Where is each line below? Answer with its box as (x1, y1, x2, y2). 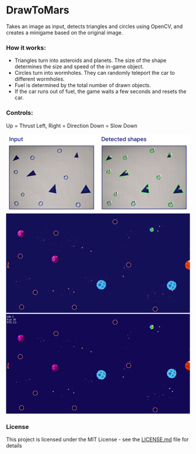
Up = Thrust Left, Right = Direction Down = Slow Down (6, 122, 138, 129)
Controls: (6, 109, 33, 117)
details (6, 442, 22, 449)
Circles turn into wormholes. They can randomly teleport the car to (14, 70, 175, 77)
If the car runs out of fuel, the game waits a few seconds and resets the (14, 88, 187, 95)
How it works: (6, 43, 46, 51)
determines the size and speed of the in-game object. (14, 63, 144, 70)
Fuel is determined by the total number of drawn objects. (14, 82, 152, 89)
